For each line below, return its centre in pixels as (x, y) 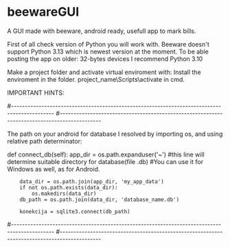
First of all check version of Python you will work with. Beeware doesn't (108, 44)
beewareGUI (43, 12)
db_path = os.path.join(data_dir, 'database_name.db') (100, 200)
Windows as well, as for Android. (54, 169)
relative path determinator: (45, 141)
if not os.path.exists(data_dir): (69, 187)
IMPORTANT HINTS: (36, 93)
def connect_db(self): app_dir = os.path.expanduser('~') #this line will (106, 154)
